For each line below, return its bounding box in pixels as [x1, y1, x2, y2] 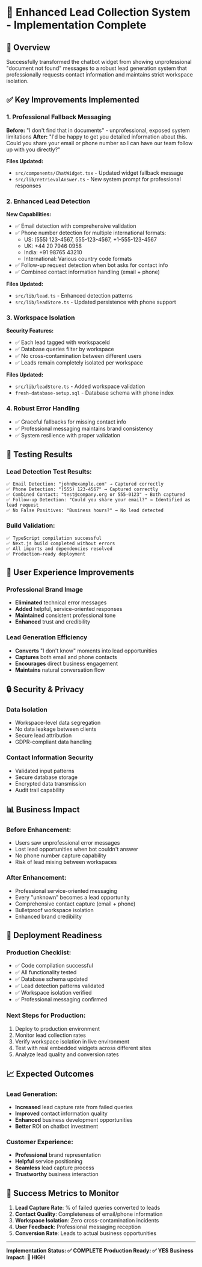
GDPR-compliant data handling [14, 738, 92, 746]
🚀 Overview [6, 42, 50, 52]
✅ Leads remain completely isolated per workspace [14, 359, 143, 366]
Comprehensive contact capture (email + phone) [14, 900, 136, 907]
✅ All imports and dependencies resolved [6, 545, 113, 552]
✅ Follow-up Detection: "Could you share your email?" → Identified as [6, 497, 191, 503]
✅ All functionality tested [14, 969, 77, 976]
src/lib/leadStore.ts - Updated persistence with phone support [14, 298, 176, 305]
